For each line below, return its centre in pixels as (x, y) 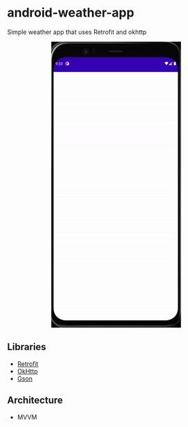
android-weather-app (71, 13)
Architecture (35, 400)
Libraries (27, 347)
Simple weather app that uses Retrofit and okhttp (77, 32)
